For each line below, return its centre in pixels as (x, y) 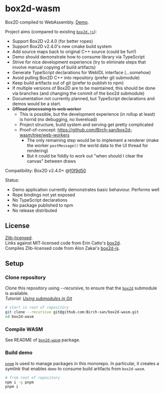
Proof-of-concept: (38, 130)
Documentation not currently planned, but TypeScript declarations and (83, 98)
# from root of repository (33, 378)
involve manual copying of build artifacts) (54, 67)
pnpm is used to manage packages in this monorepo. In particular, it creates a (82, 363)
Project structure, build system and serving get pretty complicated (86, 124)
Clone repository (25, 278)
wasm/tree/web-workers (45, 135)
